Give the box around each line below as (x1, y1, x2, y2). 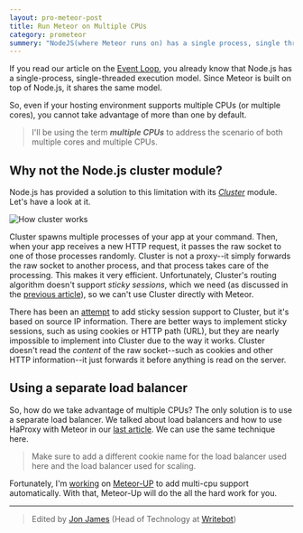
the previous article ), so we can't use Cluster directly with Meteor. (9, 289, 254, 300)
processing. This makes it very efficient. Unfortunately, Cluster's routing (9, 270, 277, 281)
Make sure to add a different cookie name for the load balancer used (31, 451, 287, 462)
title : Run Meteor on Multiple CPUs (9, 22, 147, 31)
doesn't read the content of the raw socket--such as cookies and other (9, 345, 273, 356)
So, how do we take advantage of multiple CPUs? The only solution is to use (9, 404, 293, 416)
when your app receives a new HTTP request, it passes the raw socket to (9, 241, 282, 252)
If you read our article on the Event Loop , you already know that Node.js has (9, 63, 293, 74)
